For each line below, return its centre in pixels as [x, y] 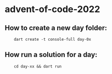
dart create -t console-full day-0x [53, 39]
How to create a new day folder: [56, 28]
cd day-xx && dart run [38, 66]
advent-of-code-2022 [52, 9]
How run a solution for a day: [51, 55]
